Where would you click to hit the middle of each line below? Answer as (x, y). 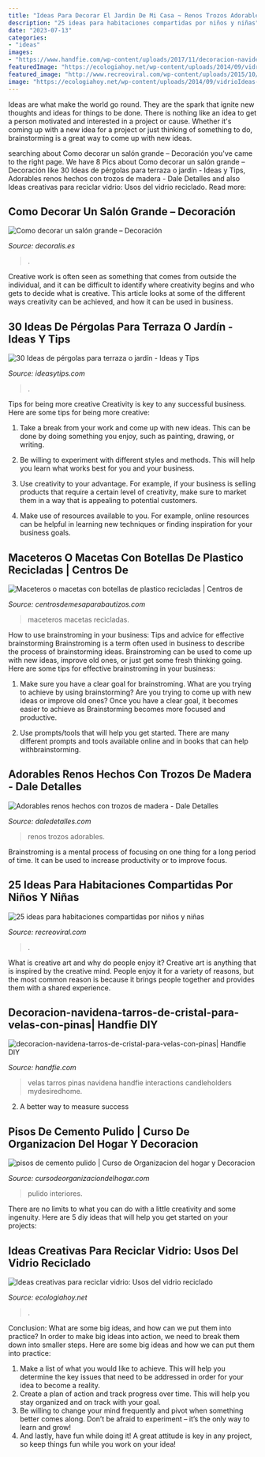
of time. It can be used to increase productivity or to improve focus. (118, 860)
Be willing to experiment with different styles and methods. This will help (137, 460)
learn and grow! (45, 1427)
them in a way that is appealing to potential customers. (108, 501)
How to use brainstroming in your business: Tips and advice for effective (126, 634)
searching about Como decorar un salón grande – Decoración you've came (131, 153)
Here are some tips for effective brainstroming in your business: (112, 668)
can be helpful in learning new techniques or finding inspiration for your (136, 524)
